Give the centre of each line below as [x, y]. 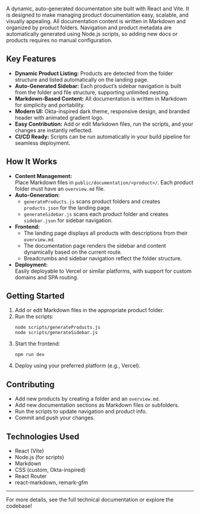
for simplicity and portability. [50, 105]
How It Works [32, 162]
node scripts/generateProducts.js [57, 328]
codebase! [19, 506]
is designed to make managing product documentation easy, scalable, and [97, 15]
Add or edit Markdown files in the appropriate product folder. [89, 310]
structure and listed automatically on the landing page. [82, 79]
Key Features [31, 59]
